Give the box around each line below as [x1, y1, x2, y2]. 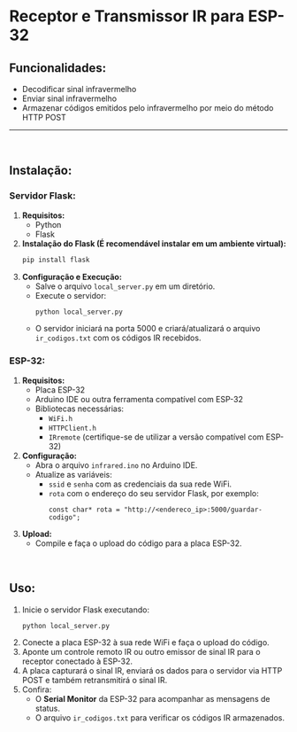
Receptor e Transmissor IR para [9, 6, 245, 27]
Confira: [21, 684, 52, 695]
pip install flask [21, 255, 90, 264]
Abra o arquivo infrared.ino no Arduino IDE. [34, 459, 198, 471]
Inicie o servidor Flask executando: [21, 604, 150, 615]
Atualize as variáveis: [34, 469, 112, 479]
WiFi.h [48, 414, 73, 423]
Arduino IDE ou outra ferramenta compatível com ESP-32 [34, 393, 244, 404]
